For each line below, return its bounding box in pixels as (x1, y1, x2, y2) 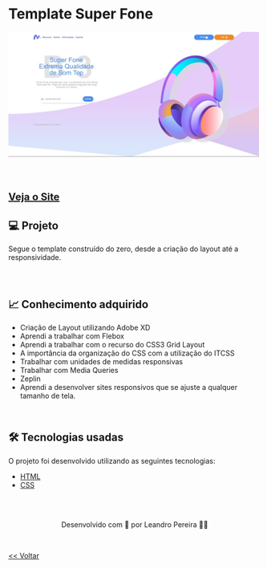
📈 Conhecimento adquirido (8, 298, 149, 311)
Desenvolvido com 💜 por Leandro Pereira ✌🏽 (61, 519, 208, 529)
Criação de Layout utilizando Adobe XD (19, 323, 151, 333)
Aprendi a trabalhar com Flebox (19, 331, 124, 341)
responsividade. (8, 253, 62, 262)
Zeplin (19, 374, 42, 383)
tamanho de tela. (19, 391, 76, 401)
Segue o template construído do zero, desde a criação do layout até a (8, 244, 239, 254)
